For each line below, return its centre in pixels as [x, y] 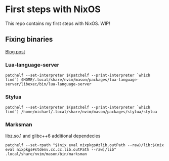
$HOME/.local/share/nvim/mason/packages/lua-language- [80, 80]
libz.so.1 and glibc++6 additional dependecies [53, 136]
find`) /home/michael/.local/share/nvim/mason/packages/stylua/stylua [81, 112]
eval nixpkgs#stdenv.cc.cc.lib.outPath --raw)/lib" [61, 149]
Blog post [15, 51]
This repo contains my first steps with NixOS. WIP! [58, 23]
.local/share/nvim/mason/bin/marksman [46, 154]
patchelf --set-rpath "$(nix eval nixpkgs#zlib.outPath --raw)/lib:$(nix [85, 145]
